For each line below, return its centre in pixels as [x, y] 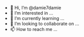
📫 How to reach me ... [34, 29]
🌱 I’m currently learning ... [37, 18]
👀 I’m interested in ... [32, 13]
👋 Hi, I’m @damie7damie [36, 8]
